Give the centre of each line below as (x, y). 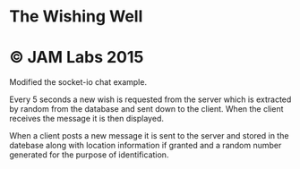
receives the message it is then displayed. (86, 119)
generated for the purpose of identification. (89, 155)
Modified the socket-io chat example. (78, 82)
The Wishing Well (76, 17)
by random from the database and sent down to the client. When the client (146, 109)
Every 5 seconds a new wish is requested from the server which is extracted (150, 99)
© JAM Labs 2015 (77, 58)
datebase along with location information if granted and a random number (146, 146)
